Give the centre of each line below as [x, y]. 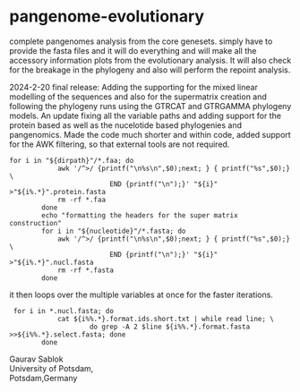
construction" [36, 223]
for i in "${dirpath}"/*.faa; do [72, 160]
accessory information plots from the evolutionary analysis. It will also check [150, 60]
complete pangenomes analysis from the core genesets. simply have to [141, 41]
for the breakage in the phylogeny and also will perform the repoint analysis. [150, 70]
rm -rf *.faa [81, 200]
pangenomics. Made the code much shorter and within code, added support [150, 134]
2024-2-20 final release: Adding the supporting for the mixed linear [133, 87]
